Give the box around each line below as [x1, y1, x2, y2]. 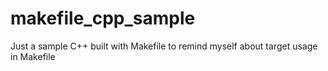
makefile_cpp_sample [10, 7, 196, 30]
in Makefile [10, 50, 56, 62]
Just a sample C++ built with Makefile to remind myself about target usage [10, 40, 318, 52]
